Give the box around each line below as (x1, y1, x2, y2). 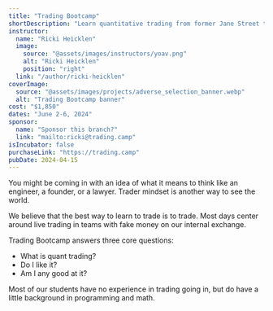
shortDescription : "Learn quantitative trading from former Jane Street (8, 20, 260, 28)
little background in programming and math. (8, 293, 156, 303)
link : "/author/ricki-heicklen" (15, 72, 126, 81)
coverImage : (8, 80, 49, 88)
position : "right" (23, 65, 85, 73)
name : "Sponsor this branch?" (15, 125, 118, 134)
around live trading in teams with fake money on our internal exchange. (8, 220, 246, 230)
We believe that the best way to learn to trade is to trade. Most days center (8, 211, 258, 221)
